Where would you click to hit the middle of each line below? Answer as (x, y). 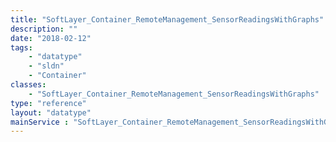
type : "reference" (48, 103)
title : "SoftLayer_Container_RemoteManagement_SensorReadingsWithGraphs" (167, 19)
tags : (21, 47)
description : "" (44, 29)
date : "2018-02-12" (51, 38)
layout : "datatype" (51, 112)
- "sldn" (46, 66)
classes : (28, 85)
